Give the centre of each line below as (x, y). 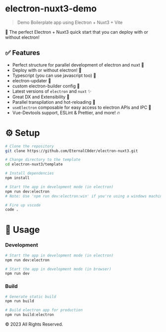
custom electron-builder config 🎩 (46, 86)
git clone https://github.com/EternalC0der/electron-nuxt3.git (72, 151)
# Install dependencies (30, 173)
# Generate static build (31, 297)
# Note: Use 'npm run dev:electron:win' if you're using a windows (76, 196)
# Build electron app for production (44, 310)
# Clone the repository (30, 146)
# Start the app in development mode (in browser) (58, 269)
